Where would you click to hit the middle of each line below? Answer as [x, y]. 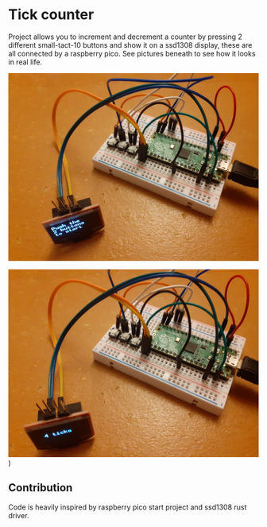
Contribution [41, 488]
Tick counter [51, 15]
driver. [19, 515]
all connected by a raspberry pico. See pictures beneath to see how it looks [132, 53]
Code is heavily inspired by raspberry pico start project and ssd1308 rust [128, 507]
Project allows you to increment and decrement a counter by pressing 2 [125, 37]
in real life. [25, 62]
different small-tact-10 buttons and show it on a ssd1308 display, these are [130, 45]
